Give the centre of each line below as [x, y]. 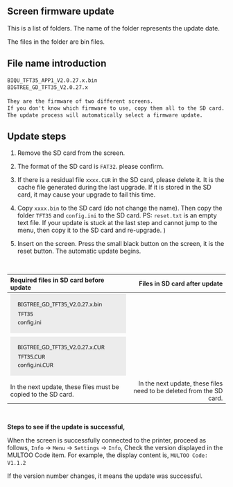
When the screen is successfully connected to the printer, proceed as [107, 440]
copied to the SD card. [42, 395]
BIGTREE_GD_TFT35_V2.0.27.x [48, 87]
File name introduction [57, 64]
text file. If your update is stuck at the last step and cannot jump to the [117, 223]
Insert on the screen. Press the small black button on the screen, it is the [121, 244]
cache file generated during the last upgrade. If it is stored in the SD [114, 188]
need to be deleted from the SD [178, 390]
